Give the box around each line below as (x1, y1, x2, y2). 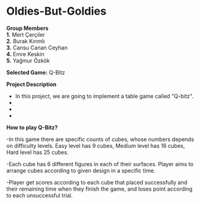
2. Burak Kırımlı (6, 37, 45, 45)
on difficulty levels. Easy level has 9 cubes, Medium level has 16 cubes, (6, 142, 185, 149)
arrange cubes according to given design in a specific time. (6, 167, 155, 174)
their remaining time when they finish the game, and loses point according (6, 185, 193, 192)
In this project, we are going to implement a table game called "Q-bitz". (15, 92, 194, 100)
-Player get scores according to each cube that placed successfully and (6, 178, 188, 186)
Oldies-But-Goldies (6, 4, 107, 18)
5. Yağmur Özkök (6, 57, 50, 64)
